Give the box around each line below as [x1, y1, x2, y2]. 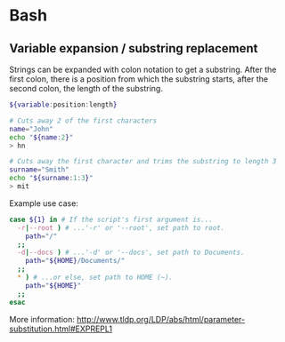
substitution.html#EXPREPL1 [9, 323, 113, 334]
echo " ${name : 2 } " [9, 132, 74, 142]
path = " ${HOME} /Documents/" [25, 257, 126, 266]
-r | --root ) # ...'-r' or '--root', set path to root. [17, 223, 225, 232]
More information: [9, 314, 76, 324]
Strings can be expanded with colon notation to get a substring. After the [9, 64, 277, 75]
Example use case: [9, 197, 78, 209]
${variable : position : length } [9, 100, 118, 109]
